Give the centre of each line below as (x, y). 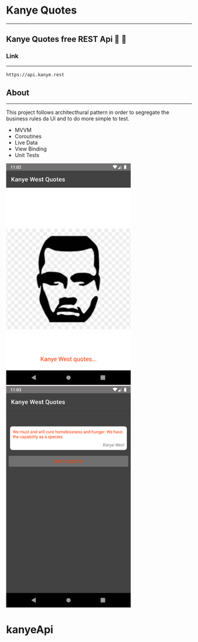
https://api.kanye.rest (35, 74)
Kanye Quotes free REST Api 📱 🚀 (66, 39)
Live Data (26, 143)
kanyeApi (30, 629)
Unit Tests (27, 155)
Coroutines (28, 136)
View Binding (31, 149)
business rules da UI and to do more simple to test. (68, 119)
